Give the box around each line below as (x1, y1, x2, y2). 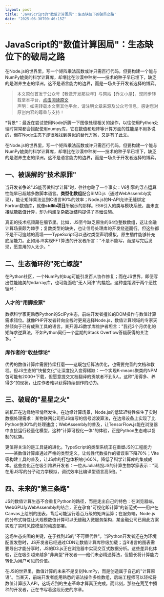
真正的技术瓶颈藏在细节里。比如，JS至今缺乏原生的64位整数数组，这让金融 (5, 219, 157, 225)
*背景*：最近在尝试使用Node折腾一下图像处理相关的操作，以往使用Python (5, 120, 155, 125)
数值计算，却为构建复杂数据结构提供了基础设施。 (18, 209, 116, 215)
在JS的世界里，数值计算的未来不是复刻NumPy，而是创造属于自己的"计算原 (5, 568, 155, 574)
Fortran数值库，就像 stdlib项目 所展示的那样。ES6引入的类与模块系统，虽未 (5, 203, 155, 209)
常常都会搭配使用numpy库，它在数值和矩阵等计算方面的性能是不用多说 (13, 126, 156, 132)
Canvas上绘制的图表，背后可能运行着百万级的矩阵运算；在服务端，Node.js (5, 511, 155, 517)
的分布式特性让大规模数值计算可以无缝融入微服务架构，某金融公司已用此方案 (5, 517, 159, 522)
